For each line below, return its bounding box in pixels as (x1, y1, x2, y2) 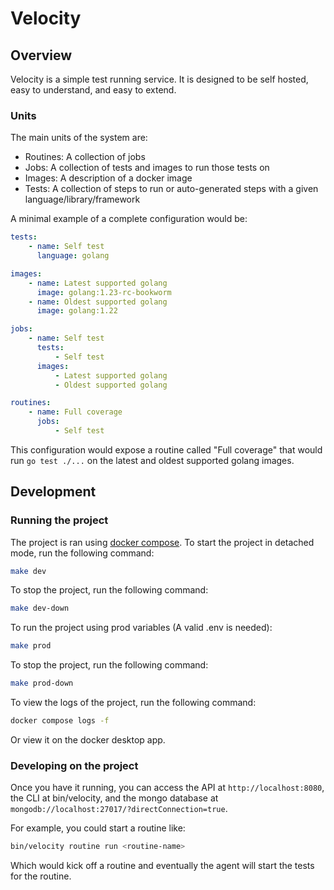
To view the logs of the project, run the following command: (10, 697, 257, 709)
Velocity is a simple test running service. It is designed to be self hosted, (10, 73, 309, 85)
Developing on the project (10, 758, 139, 772)
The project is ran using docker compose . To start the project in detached (10, 536, 315, 548)
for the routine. (10, 870, 72, 882)
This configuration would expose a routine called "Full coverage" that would (10, 443, 323, 456)
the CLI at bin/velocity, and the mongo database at (10, 792, 219, 804)
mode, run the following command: (10, 547, 155, 559)
